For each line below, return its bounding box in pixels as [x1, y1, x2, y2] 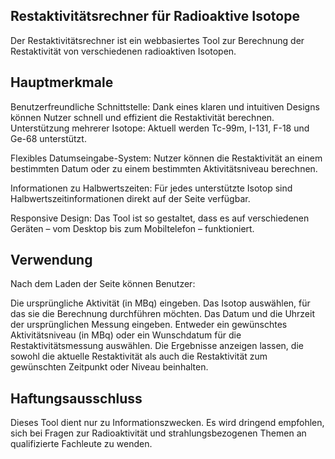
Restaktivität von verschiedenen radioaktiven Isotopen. [10, 45, 237, 57]
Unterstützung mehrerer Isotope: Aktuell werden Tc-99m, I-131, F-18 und [10, 122, 310, 134]
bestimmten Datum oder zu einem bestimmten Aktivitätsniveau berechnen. [10, 162, 318, 174]
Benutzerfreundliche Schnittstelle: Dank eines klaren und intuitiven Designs [10, 100, 320, 113]
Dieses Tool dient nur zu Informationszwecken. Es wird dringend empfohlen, [10, 417, 325, 429]
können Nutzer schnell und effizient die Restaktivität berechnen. [10, 111, 275, 123]
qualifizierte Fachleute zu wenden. [10, 438, 153, 450]
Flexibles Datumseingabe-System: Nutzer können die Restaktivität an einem [10, 152, 323, 164]
